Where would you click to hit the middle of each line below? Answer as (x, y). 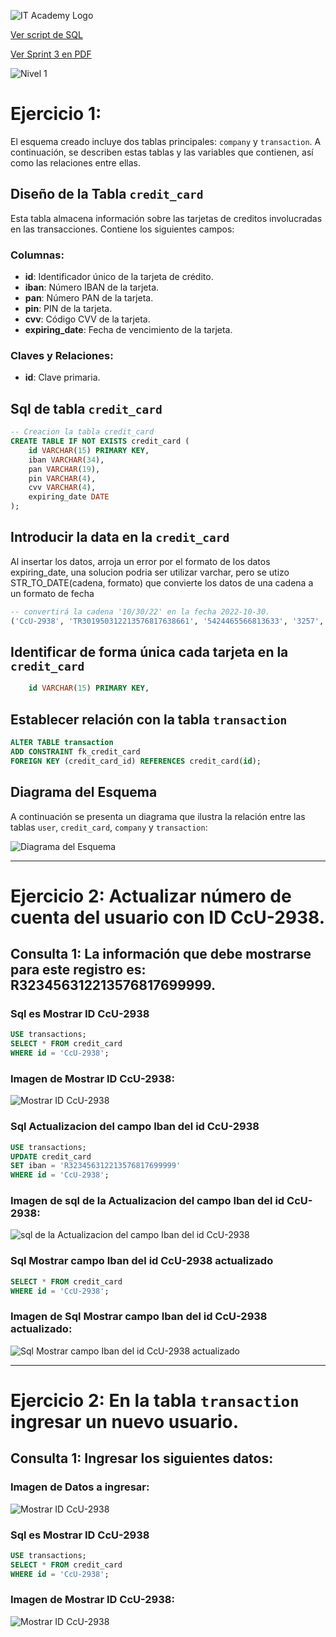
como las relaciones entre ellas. (75, 162)
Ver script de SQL (46, 34)
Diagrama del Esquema (84, 792)
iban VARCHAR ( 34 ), (66, 460)
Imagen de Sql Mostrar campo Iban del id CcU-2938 (139, 1317)
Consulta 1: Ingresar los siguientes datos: (142, 1458)
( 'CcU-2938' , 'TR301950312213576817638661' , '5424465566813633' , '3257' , (167, 621)
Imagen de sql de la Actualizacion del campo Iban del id (147, 1201)
